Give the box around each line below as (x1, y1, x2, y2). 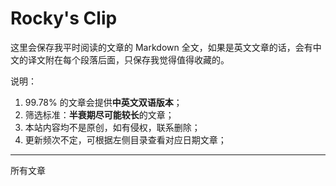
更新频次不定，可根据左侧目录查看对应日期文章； (24, 133, 227, 146)
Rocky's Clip (10, 7, 118, 30)
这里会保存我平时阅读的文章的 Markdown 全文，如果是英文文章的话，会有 (10, 41, 313, 53)
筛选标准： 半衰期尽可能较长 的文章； (24, 108, 175, 121)
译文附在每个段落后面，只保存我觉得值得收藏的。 (27, 53, 230, 66)
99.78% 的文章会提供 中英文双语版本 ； (24, 96, 183, 108)
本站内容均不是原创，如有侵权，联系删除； (24, 121, 201, 133)
